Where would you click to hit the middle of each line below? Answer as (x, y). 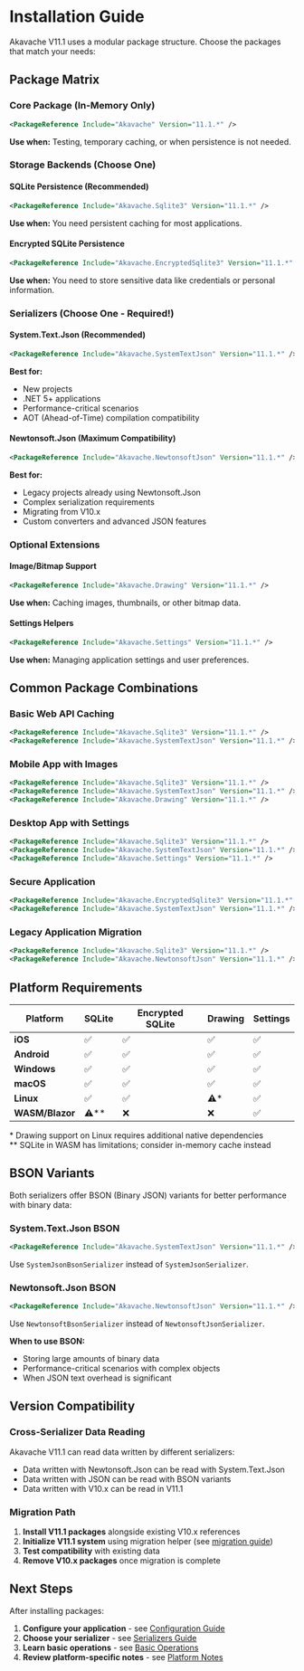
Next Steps (41, 1589)
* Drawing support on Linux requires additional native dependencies (137, 1135)
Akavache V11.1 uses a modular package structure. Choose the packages (145, 42)
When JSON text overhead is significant (97, 1378)
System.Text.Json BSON (65, 1228)
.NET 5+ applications (62, 398)
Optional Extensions (55, 545)
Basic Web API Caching (62, 714)
